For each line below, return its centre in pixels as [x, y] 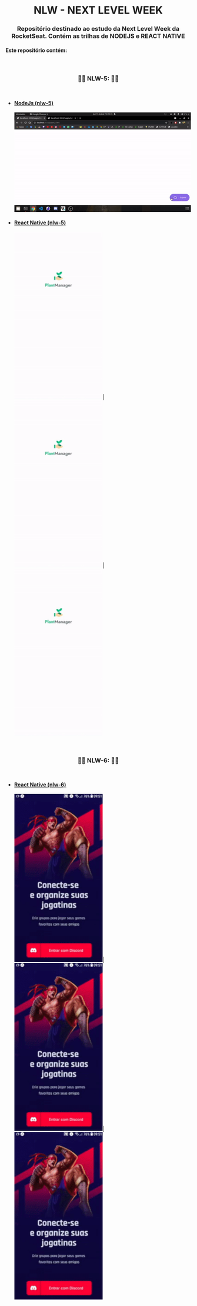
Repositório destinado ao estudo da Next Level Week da [98, 29]
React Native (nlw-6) [40, 785]
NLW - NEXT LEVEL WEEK [98, 10]
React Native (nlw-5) [40, 223]
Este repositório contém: [36, 50]
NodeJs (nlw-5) [34, 103]
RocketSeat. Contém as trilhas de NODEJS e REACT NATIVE [98, 36]
